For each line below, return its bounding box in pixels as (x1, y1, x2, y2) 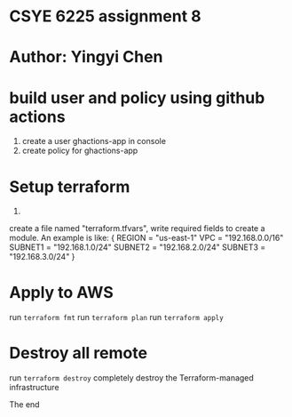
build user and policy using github (9, 87, 265, 108)
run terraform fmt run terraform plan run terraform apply (9, 312, 224, 323)
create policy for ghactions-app (21, 145, 138, 156)
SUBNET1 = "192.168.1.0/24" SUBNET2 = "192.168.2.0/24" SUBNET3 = (9, 242, 266, 253)
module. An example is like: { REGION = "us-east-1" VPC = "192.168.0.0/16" (9, 233, 284, 244)
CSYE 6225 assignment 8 (9, 6, 201, 27)
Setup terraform (9, 176, 130, 196)
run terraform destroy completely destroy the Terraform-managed (9, 373, 255, 383)
